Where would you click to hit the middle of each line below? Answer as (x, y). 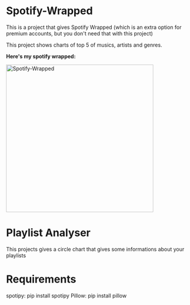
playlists (16, 255)
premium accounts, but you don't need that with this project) (79, 33)
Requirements (41, 279)
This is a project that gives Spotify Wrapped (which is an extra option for (94, 27)
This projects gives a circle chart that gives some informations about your (95, 249)
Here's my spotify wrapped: (41, 56)
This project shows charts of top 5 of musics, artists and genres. (84, 45)
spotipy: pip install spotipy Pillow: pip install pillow (66, 296)
